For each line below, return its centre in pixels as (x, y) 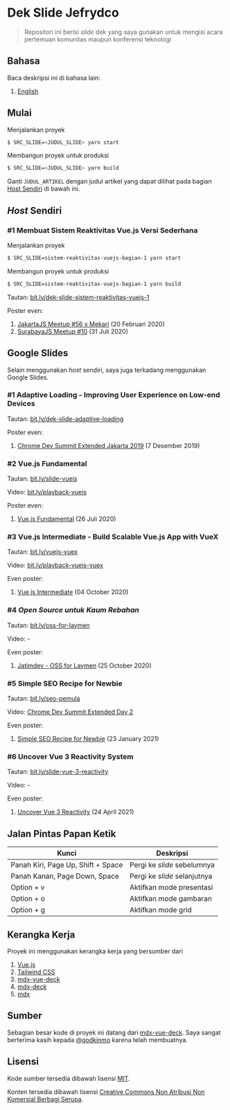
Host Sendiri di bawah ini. (44, 189)
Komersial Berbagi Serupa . (45, 1099)
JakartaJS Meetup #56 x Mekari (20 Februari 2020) (91, 324)
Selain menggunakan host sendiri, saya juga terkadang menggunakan (107, 370)
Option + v (28, 888)
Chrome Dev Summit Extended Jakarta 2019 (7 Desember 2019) (108, 445)
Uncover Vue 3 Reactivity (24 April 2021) (76, 812)
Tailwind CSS (36, 972)
